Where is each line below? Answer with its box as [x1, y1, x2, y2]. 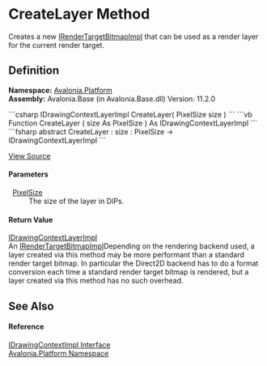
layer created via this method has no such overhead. [8, 276, 184, 286]
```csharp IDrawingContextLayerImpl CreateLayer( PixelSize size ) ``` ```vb [8, 109, 253, 119]
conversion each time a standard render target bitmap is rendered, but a [8, 267, 249, 277]
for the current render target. [8, 40, 105, 49]
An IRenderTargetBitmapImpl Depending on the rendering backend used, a [8, 241, 255, 251]
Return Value [8, 215, 53, 224]
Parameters [8, 169, 49, 179]
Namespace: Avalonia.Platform [8, 85, 113, 95]
